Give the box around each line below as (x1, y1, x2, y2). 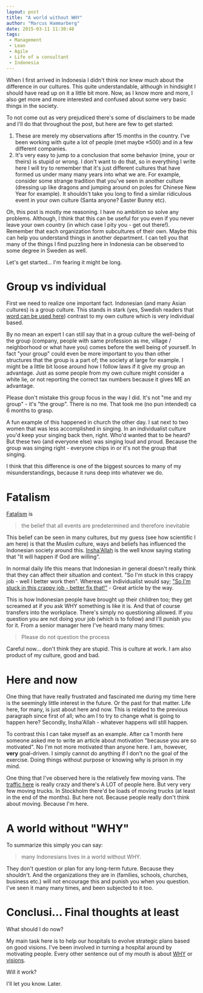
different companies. (15, 145, 67, 152)
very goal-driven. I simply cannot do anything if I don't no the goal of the (6, 750, 188, 757)
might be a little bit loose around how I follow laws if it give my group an (6, 363, 185, 370)
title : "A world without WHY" (6, 15, 83, 21)
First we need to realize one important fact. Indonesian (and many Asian (6, 299, 186, 307)
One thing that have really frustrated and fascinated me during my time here (6, 693, 196, 700)
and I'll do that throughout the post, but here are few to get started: (6, 120, 174, 127)
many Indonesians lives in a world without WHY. (21, 853, 141, 861)
